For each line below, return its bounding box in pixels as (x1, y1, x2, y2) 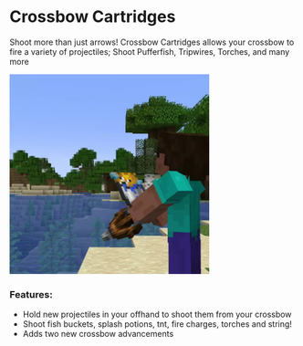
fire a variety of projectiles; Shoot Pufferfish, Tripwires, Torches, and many (9, 46, 290, 57)
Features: (9, 288, 53, 300)
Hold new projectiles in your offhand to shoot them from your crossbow (22, 309, 292, 320)
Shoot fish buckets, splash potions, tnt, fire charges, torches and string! (22, 319, 292, 330)
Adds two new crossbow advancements (22, 329, 174, 340)
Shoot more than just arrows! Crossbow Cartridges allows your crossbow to (9, 37, 295, 47)
